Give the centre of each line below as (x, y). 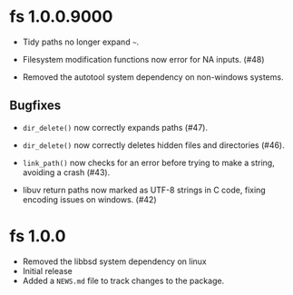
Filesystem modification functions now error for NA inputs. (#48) (143, 59)
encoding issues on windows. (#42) (89, 199)
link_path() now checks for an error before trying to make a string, (148, 162)
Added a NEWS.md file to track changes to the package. (123, 280)
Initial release (47, 270)
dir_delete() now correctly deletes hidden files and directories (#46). (153, 145)
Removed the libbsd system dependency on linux (114, 261)
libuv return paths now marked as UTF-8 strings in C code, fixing (144, 190)
